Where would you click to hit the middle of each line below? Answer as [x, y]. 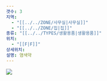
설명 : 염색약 [19, 55]
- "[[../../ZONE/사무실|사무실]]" [50, 22]
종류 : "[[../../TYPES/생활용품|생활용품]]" [54, 33]
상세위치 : [16, 50]
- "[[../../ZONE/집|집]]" [42, 28]
